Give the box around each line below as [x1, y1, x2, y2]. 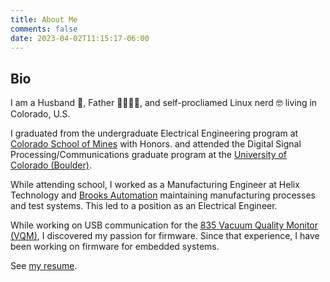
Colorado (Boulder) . [10, 159, 92, 171]
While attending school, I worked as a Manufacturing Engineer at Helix [10, 179, 300, 191]
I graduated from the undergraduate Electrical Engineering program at [10, 127, 299, 140]
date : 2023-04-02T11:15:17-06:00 [10, 33, 150, 43]
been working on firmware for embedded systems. [10, 241, 220, 253]
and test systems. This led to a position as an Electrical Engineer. [10, 200, 278, 212]
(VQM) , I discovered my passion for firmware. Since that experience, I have [10, 230, 320, 242]
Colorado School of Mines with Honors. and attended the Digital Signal [10, 138, 302, 150]
